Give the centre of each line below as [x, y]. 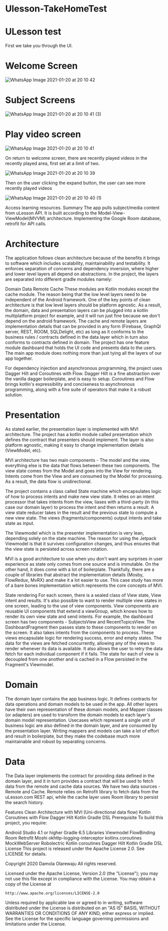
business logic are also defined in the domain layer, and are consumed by [81, 725]
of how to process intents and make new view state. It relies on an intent [80, 496]
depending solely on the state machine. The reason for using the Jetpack [81, 538]
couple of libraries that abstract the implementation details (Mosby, [74, 575]
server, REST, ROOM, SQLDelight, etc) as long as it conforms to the [75, 332]
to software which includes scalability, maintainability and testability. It [78, 263]
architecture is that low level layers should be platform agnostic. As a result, [83, 305]
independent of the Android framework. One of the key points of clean [78, 299]
